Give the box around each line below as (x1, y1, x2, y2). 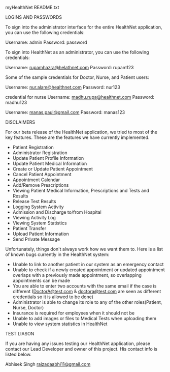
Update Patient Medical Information (12, 160, 87, 166)
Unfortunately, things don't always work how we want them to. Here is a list (5, 246, 163, 252)
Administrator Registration (12, 150, 67, 156)
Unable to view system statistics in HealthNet (12, 321, 108, 327)
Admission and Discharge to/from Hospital (12, 209, 101, 215)
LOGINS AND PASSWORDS (5, 14, 62, 20)
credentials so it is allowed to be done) (12, 294, 94, 300)
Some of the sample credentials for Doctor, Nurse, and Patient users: (5, 74, 150, 80)
